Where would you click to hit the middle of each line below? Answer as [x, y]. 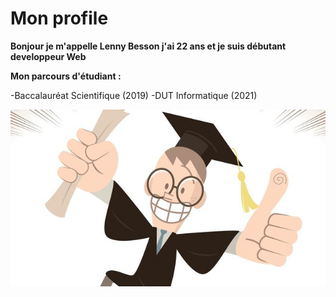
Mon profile [59, 18]
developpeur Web [48, 56]
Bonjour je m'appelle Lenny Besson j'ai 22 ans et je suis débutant [148, 46]
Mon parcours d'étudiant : [66, 76]
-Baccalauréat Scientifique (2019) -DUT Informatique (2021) [134, 95]
